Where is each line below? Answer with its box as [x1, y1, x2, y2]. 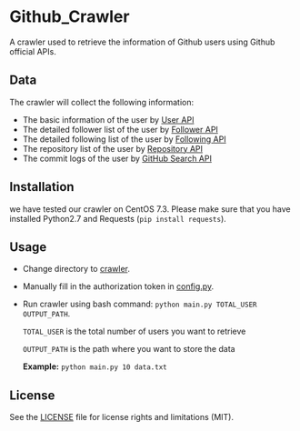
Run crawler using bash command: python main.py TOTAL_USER [22, 298, 257, 310]
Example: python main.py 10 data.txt [22, 361, 168, 372]
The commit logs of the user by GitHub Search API [22, 153, 212, 164]
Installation [9, 179, 75, 195]
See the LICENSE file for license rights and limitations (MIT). [9, 412, 235, 423]
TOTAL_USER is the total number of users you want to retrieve [22, 326, 246, 337]
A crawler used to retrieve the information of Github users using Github [9, 36, 275, 47]
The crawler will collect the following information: [9, 96, 194, 107]
